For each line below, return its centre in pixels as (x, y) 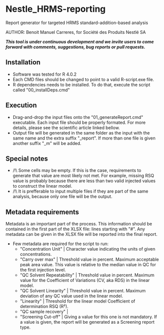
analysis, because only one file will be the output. (62, 196)
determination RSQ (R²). (44, 307)
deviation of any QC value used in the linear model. (71, 296)
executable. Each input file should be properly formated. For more (79, 122)
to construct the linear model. (42, 186)
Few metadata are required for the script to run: (61, 244)
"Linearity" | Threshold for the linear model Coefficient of (78, 301)
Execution (21, 105)
